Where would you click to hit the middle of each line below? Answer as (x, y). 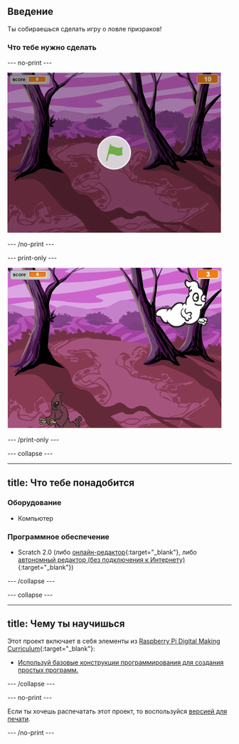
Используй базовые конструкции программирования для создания (121, 662)
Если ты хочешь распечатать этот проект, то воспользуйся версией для (117, 711)
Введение (31, 12)
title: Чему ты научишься (66, 624)
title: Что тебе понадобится (71, 483)
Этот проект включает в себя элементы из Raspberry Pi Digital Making (114, 641)
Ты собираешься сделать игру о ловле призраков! (85, 28)
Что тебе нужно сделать (52, 47)
